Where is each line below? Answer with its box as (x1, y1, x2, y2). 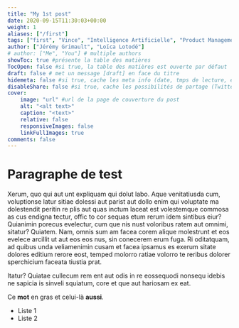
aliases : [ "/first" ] (7, 30, 69, 38)
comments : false (7, 136, 55, 143)
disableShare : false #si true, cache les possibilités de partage (7, 83, 208, 90)
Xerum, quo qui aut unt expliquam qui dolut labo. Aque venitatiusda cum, (7, 190, 221, 199)
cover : (7, 89, 27, 97)
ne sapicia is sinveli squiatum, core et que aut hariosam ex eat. (7, 279, 191, 288)
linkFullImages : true (20, 129, 84, 136)
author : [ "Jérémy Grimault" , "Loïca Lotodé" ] (7, 43, 144, 50)
